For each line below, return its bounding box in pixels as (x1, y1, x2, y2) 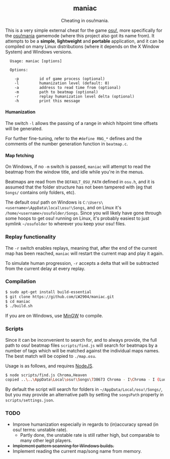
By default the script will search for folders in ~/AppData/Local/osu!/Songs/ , (5, 386, 163, 392)
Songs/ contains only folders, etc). (5, 190, 76, 196)
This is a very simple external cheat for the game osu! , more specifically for (5, 27, 163, 33)
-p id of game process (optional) (14, 76, 105, 81)
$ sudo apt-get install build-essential (5, 289, 92, 295)
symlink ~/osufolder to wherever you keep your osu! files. (5, 221, 126, 227)
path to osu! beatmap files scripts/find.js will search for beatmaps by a (5, 342, 158, 348)
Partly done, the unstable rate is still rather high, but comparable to (20, 432, 160, 438)
